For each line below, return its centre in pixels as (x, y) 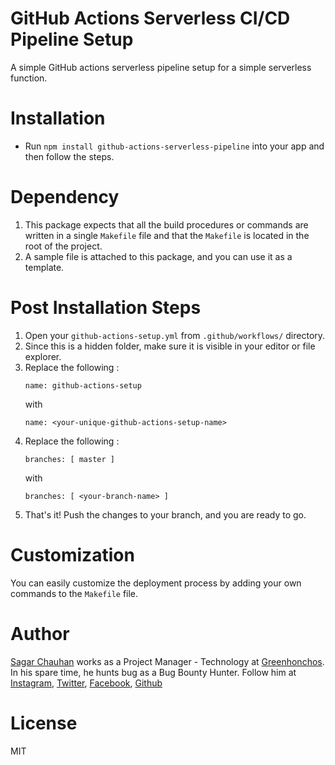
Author (40, 633)
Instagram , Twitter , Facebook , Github (86, 683)
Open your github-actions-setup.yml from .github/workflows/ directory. (175, 335)
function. (29, 78)
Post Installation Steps (106, 308)
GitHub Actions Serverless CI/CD (150, 18)
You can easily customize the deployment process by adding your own (156, 583)
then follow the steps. (69, 156)
